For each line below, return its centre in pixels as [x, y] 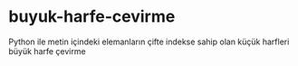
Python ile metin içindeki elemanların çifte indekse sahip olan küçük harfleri [149, 42]
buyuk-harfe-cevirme [92, 17]
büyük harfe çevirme [48, 51]
